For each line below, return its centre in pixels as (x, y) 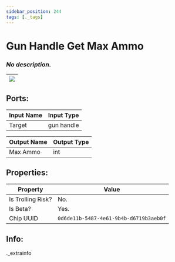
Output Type (71, 142)
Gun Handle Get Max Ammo (75, 46)
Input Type (63, 115)
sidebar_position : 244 (34, 11)
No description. (29, 64)
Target (18, 125)
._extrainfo (19, 253)
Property (30, 189)
